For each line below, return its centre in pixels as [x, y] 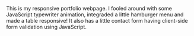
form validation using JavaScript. [47, 27]
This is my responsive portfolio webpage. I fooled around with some [89, 8]
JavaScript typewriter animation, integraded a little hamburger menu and [95, 15]
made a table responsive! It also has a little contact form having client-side [97, 21]
